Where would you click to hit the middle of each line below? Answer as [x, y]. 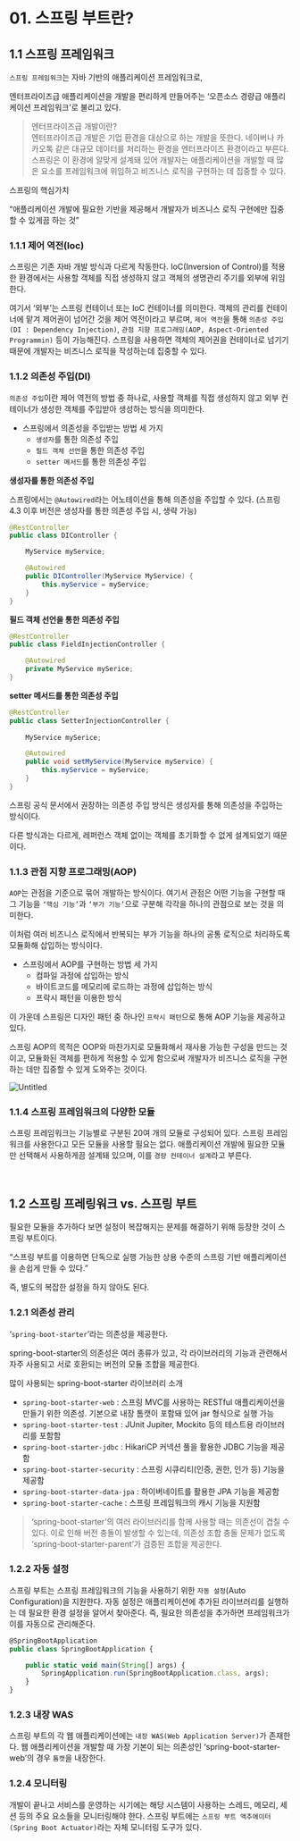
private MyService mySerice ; [79, 669]
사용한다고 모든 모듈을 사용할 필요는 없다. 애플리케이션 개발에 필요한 [151, 1144]
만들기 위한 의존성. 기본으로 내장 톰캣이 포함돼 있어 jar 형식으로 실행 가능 [148, 1413]
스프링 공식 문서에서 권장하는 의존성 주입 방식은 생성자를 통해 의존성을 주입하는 [146, 804]
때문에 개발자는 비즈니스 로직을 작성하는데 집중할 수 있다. [108, 351]
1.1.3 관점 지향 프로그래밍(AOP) [73, 871]
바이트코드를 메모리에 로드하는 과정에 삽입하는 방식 [124, 987]
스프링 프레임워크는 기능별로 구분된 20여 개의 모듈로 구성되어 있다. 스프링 [137, 1133]
